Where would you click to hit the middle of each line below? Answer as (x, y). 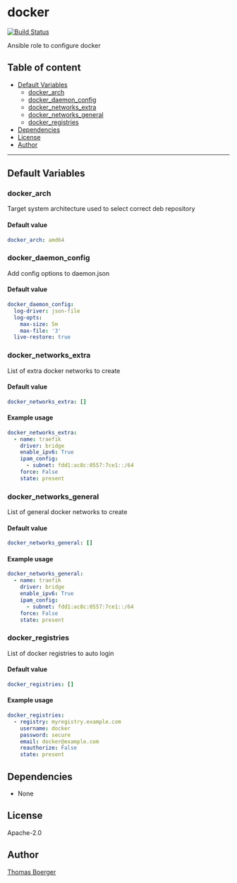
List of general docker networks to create (67, 512)
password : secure (45, 735)
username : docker (45, 728)
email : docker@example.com (60, 741)
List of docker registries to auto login (61, 653)
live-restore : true (42, 337)
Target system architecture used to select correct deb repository (101, 209)
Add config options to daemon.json (59, 273)
